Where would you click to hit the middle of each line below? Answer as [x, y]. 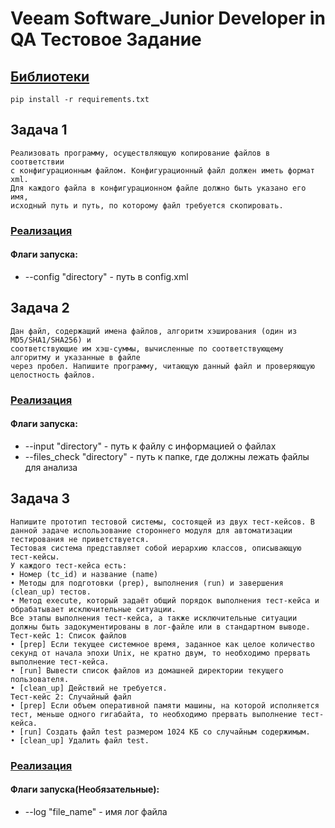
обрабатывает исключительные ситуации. [93, 609]
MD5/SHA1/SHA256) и [51, 340]
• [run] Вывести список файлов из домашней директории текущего [147, 670]
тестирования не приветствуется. [80, 539]
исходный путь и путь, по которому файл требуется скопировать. [147, 205]
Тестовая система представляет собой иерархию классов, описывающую [156, 548]
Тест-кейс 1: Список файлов [69, 635]
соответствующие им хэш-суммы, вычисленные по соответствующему [147, 348]
